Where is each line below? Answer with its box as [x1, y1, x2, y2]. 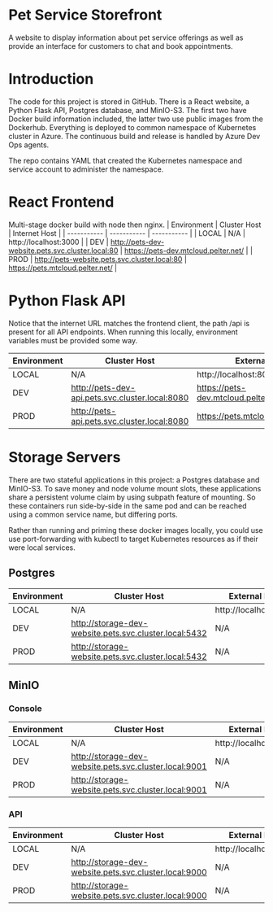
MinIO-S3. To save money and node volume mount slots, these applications [8, 483, 262, 493]
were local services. [8, 543, 76, 552]
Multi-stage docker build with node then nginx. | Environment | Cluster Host [8, 220, 262, 229]
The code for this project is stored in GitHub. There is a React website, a [8, 96, 250, 107]
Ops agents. [8, 140, 50, 150]
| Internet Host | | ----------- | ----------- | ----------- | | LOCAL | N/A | [8, 228, 246, 238]
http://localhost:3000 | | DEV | [8, 237, 110, 247]
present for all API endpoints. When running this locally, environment [8, 327, 238, 337]
